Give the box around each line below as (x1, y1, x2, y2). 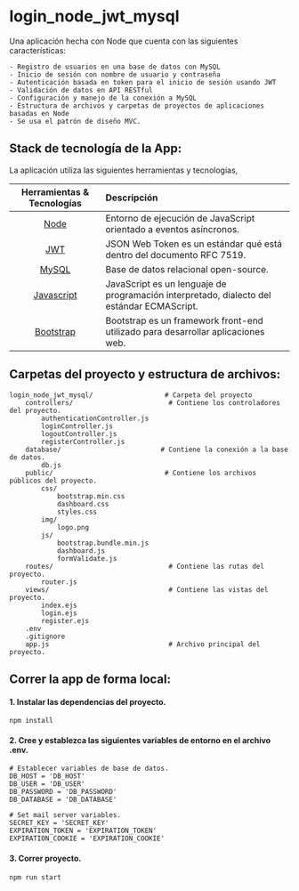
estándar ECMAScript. (105, 300, 198, 312)
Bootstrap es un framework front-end (105, 314, 264, 327)
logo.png (56, 522, 90, 531)
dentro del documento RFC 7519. (105, 248, 246, 261)
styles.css (56, 507, 98, 516)
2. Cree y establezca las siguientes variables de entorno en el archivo (9, 734, 271, 745)
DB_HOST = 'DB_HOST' (9, 772, 86, 781)
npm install (9, 717, 53, 725)
